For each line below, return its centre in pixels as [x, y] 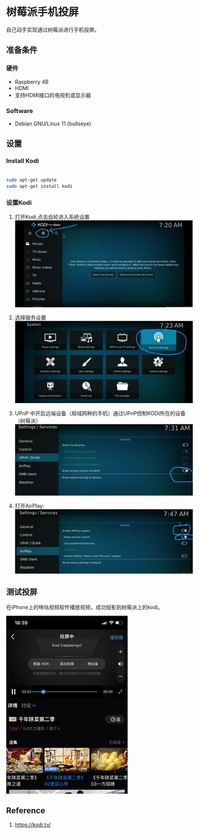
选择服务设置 [30, 318]
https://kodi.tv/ [33, 825]
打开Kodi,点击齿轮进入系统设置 [52, 217]
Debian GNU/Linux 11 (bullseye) [53, 123]
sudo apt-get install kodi [39, 186]
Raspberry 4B [32, 82]
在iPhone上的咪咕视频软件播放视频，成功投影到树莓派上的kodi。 [85, 607]
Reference [26, 811]
